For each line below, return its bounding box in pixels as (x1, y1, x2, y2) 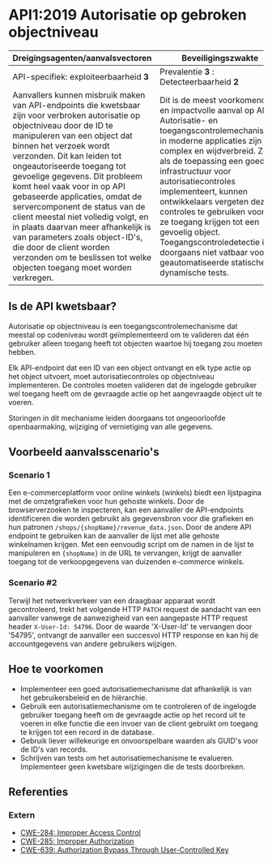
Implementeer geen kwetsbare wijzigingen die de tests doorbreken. (19, 762, 245, 771)
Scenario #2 (8, 577, 57, 589)
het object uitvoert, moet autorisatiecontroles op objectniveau (8, 371, 215, 381)
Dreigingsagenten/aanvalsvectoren (12, 52, 152, 63)
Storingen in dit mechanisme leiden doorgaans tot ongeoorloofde (8, 412, 226, 423)
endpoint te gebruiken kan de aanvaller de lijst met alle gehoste (8, 531, 220, 541)
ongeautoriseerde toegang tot (12, 160, 127, 171)
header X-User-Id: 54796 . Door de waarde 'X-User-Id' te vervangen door (8, 621, 253, 631)
